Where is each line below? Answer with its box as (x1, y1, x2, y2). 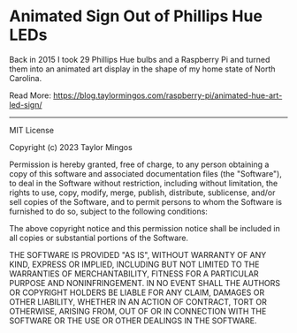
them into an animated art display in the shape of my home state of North (9, 64, 276, 74)
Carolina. (9, 72, 42, 83)
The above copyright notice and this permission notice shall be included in (9, 223, 280, 233)
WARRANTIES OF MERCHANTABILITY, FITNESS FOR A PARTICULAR (9, 268, 259, 279)
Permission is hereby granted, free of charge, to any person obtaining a (9, 159, 270, 170)
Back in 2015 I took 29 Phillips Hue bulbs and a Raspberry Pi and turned (9, 54, 270, 64)
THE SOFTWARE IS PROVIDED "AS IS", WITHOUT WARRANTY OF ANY (9, 249, 267, 260)
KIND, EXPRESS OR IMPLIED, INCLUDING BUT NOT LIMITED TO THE (9, 259, 260, 269)
